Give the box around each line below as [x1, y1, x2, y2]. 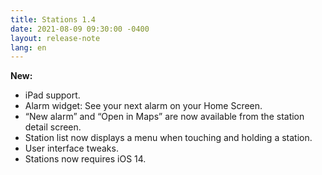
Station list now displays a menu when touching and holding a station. [24, 132, 313, 144]
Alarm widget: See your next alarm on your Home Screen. [24, 100, 263, 112]
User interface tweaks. [24, 142, 119, 155]
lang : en [10, 42, 47, 53]
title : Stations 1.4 [10, 14, 97, 25]
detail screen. [24, 121, 82, 133]
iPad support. [24, 89, 81, 101]
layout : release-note [10, 33, 101, 43]
